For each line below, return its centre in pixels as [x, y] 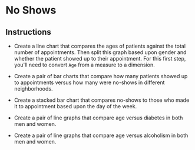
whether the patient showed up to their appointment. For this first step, [100, 59]
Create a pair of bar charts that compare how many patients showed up [101, 76]
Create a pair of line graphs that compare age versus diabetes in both [98, 118]
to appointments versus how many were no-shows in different [89, 82]
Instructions [28, 32]
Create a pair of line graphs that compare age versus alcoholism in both [101, 135]
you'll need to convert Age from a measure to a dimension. [85, 65]
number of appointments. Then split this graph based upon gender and [100, 52]
